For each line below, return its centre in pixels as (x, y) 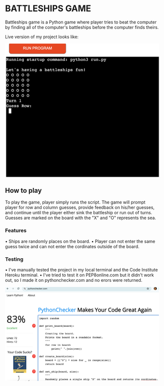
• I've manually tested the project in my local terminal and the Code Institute (82, 270)
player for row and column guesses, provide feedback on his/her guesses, (80, 207)
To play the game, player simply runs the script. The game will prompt (75, 202)
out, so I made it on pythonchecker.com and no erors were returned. (74, 280)
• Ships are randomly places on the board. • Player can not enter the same (80, 241)
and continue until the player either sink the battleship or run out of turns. (79, 213)
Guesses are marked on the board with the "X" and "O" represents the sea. (81, 218)
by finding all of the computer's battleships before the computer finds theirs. (82, 27)
